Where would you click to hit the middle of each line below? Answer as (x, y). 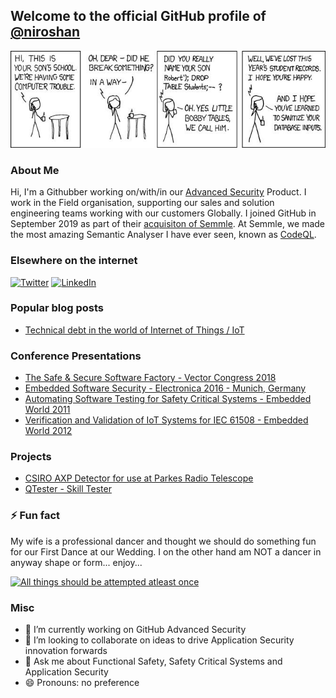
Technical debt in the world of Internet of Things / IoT (134, 330)
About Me (35, 170)
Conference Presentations (76, 356)
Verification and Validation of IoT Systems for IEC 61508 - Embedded (166, 420)
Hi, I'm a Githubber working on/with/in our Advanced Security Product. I (158, 192)
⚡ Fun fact (35, 516)
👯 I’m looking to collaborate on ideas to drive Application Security (159, 640)
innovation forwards (66, 651)
